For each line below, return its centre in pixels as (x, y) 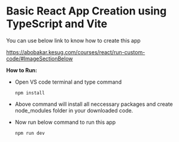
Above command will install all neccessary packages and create (94, 104)
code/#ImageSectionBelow (40, 58)
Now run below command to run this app (65, 122)
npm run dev (30, 133)
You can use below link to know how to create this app (73, 40)
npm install (30, 93)
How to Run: (22, 70)
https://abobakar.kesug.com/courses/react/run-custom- (76, 52)
